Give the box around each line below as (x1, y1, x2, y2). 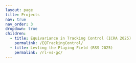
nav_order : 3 (5, 21, 33, 27)
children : (5, 31, 27, 36)
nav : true (5, 17, 27, 22)
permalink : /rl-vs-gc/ (14, 50, 63, 55)
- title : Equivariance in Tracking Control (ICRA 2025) (10, 36, 131, 41)
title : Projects (5, 12, 40, 17)
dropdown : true (5, 26, 38, 31)
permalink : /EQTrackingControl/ (14, 41, 83, 46)
